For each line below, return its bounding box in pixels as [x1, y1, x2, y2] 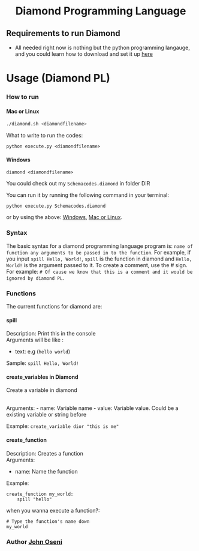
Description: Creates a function [6, 450, 84, 457]
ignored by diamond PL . [6, 274, 65, 282]
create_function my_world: [6, 491, 74, 497]
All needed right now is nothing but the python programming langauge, [14, 44, 191, 51]
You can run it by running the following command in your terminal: [6, 191, 169, 199]
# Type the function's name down [6, 518, 90, 525]
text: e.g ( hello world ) [14, 348, 71, 355]
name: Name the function [14, 468, 78, 475]
